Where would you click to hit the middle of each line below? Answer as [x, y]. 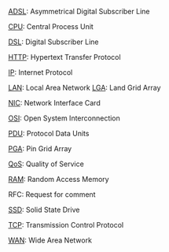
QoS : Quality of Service [46, 164]
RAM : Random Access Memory [59, 179]
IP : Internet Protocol [40, 72]
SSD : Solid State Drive [44, 209]
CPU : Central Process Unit [51, 26]
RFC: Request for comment [52, 195]
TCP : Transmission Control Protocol [66, 225]
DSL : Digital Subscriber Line [53, 42]
